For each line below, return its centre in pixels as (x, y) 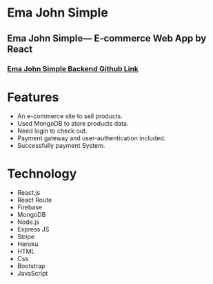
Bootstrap (31, 266)
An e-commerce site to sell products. (70, 116)
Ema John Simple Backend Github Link (73, 68)
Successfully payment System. (61, 146)
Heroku (28, 244)
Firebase (30, 207)
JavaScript (32, 274)
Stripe (26, 237)
